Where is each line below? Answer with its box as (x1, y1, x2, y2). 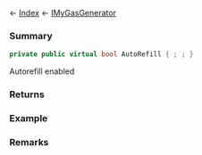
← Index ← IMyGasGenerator (9, 8, 116, 18)
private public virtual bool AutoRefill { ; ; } (9, 50, 194, 59)
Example (9, 112, 48, 125)
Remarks (9, 135, 49, 148)
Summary (9, 29, 54, 42)
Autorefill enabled (9, 66, 75, 77)
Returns (9, 88, 45, 101)
